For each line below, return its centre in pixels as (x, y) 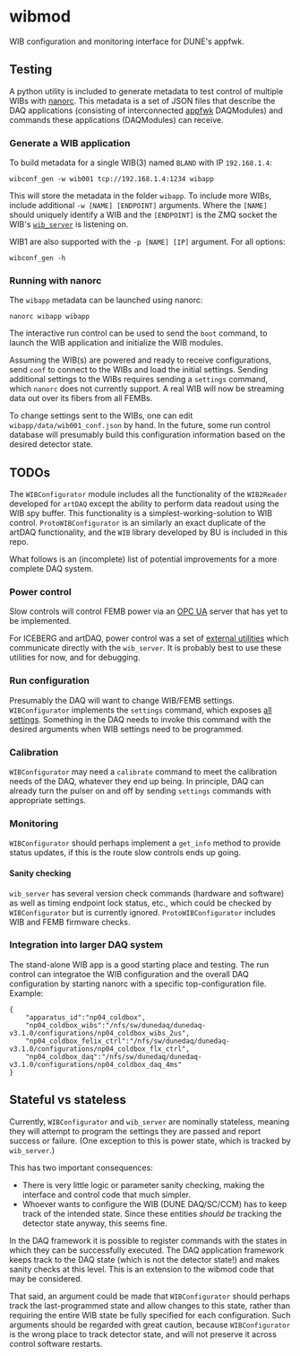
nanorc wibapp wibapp (50, 317)
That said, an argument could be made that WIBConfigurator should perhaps (150, 1296)
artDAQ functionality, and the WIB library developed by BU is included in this (149, 532)
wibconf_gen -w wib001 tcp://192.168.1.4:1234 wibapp (112, 179)
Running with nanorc (56, 280)
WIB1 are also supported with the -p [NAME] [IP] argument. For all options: (147, 242)
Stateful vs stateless (68, 1100)
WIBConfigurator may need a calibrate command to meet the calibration (143, 772)
